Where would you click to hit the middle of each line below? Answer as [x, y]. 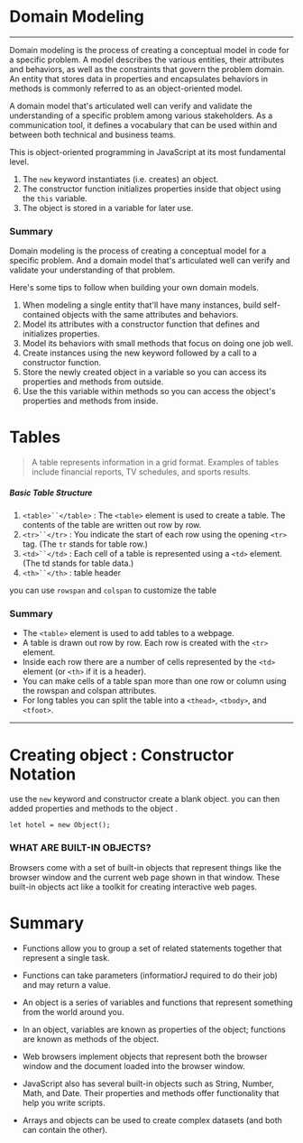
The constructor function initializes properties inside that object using [151, 189]
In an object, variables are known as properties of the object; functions [154, 1029]
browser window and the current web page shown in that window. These [145, 877]
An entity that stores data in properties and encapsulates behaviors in [139, 78]
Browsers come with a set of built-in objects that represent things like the [146, 867]
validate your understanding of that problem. [92, 270]
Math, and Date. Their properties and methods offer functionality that [151, 1092]
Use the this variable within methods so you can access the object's [149, 392]
